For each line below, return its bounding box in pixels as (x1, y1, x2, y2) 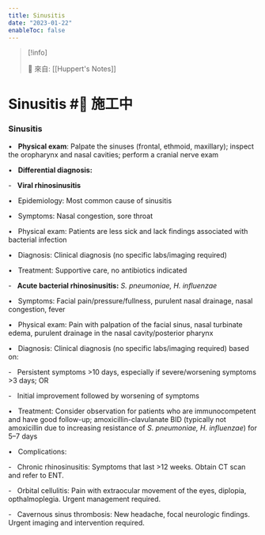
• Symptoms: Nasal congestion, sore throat (8, 211, 153, 220)
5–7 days (8, 431, 38, 441)
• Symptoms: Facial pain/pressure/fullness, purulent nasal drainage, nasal (8, 296, 253, 305)
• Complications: (8, 446, 67, 456)
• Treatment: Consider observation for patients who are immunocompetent (8, 406, 256, 416)
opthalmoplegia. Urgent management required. (8, 494, 161, 503)
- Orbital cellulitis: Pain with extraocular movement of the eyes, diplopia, (8, 485, 247, 495)
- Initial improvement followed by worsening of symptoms (8, 390, 200, 400)
